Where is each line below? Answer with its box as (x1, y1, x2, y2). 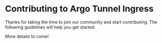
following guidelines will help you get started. (5, 24, 96, 30)
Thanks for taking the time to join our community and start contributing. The (5, 19, 157, 25)
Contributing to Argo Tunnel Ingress (5, 3, 154, 14)
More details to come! (5, 33, 49, 39)
